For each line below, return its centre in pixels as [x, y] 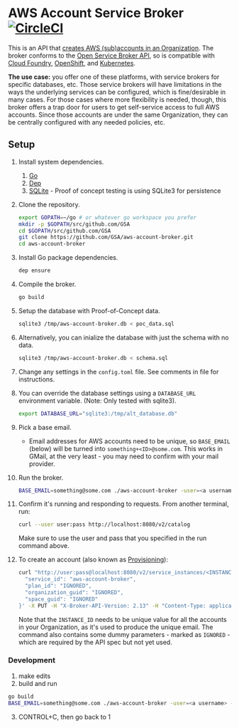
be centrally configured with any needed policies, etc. [87, 122]
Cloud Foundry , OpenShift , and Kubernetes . [72, 63]
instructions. [37, 379]
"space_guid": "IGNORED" [62, 599]
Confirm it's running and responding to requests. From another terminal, [123, 504]
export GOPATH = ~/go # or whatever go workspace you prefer [107, 217]
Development [32, 660]
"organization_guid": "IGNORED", [74, 592]
